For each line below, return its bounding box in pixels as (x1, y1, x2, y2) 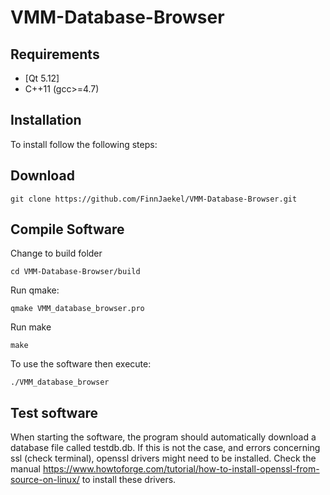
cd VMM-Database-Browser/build (10, 267, 141, 277)
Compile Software (10, 221, 125, 238)
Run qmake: (10, 284, 60, 296)
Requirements (10, 46, 100, 63)
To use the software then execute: (10, 358, 152, 370)
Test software (10, 404, 99, 421)
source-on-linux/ (10, 474, 80, 486)
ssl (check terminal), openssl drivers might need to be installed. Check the (10, 452, 317, 465)
